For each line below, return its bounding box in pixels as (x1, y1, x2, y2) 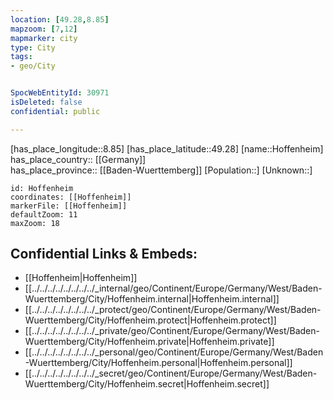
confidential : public (10, 106, 101, 116)
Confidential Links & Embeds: (10, 246, 198, 263)
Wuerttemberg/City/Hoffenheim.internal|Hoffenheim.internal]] (24, 293, 280, 305)
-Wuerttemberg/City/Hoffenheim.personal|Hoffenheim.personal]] (24, 357, 293, 369)
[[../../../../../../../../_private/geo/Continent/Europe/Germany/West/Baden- (24, 325, 320, 337)
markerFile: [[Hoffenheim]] (10, 201, 128, 211)
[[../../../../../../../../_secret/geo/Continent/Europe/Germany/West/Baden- (24, 367, 318, 380)
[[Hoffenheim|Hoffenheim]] (24, 272, 138, 284)
